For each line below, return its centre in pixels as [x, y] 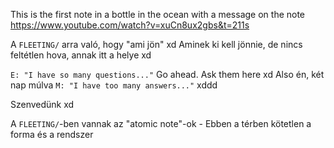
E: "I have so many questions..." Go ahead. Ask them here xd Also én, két [167, 74]
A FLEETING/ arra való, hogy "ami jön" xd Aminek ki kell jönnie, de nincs [156, 44]
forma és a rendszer [52, 134]
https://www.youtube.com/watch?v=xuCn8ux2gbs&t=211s [130, 25]
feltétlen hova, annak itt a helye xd [81, 55]
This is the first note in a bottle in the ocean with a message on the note [158, 14]
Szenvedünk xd [42, 104]
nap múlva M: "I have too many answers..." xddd [114, 85]
